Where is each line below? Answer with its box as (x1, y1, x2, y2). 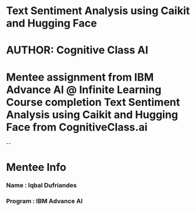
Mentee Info (6, 160, 67, 174)
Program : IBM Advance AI (6, 197, 83, 205)
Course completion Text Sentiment (6, 95, 181, 109)
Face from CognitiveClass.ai (6, 120, 148, 133)
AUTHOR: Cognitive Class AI (6, 43, 148, 57)
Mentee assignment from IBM (6, 71, 154, 83)
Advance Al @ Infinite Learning (6, 83, 162, 96)
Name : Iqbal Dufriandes (6, 181, 77, 189)
